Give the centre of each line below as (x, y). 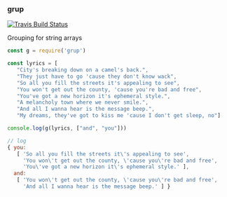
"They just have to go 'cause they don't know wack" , (97, 76)
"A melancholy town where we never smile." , (83, 102)
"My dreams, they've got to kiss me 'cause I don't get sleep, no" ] (118, 116)
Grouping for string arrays (45, 38)
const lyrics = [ (33, 64)
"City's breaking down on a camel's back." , (83, 70)
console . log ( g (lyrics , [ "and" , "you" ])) (67, 128)
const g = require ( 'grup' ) (47, 51)
